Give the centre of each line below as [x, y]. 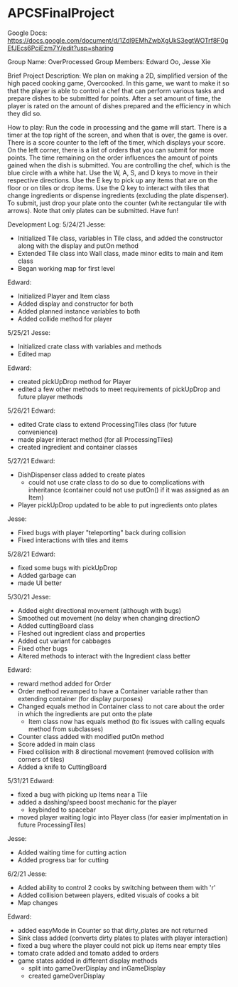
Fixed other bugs [42, 648]
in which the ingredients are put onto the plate [85, 713]
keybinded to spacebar [62, 810]
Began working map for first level [66, 268]
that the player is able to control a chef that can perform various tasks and [116, 91]
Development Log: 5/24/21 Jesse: [57, 224]
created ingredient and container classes [77, 447]
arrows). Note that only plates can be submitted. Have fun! [93, 210]
